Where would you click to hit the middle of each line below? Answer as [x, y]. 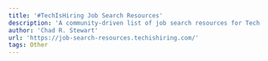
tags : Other [28, 45]
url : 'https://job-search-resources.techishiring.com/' [104, 38]
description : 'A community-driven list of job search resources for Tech [134, 23]
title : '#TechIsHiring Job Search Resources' [85, 15]
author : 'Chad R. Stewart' [53, 30]
